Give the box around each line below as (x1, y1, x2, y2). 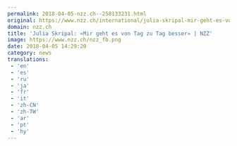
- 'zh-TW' (10, 108, 39, 115)
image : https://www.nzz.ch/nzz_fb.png (7, 36, 121, 44)
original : (7, 17, 37, 24)
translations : (7, 56, 49, 63)
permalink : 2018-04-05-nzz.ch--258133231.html (7, 10, 147, 18)
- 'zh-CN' (10, 102, 39, 109)
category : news (7, 50, 52, 57)
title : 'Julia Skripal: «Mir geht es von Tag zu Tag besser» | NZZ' (7, 29, 213, 37)
